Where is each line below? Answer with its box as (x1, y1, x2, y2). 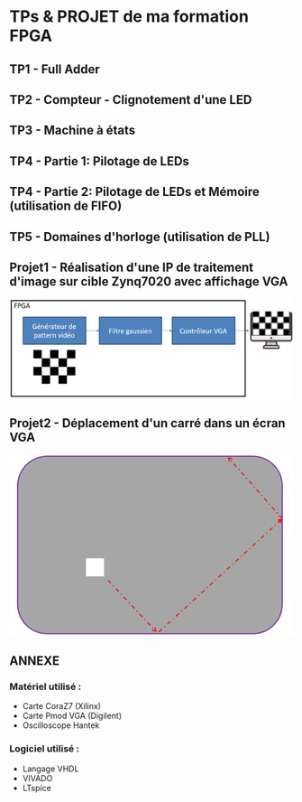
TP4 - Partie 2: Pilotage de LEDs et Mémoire (9, 184, 260, 200)
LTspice (22, 782, 51, 793)
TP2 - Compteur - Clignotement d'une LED (9, 92, 252, 107)
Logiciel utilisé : (9, 742, 79, 755)
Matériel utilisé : (9, 680, 82, 693)
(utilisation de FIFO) (9, 199, 123, 214)
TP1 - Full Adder (9, 61, 101, 77)
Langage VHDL (22, 763, 79, 774)
